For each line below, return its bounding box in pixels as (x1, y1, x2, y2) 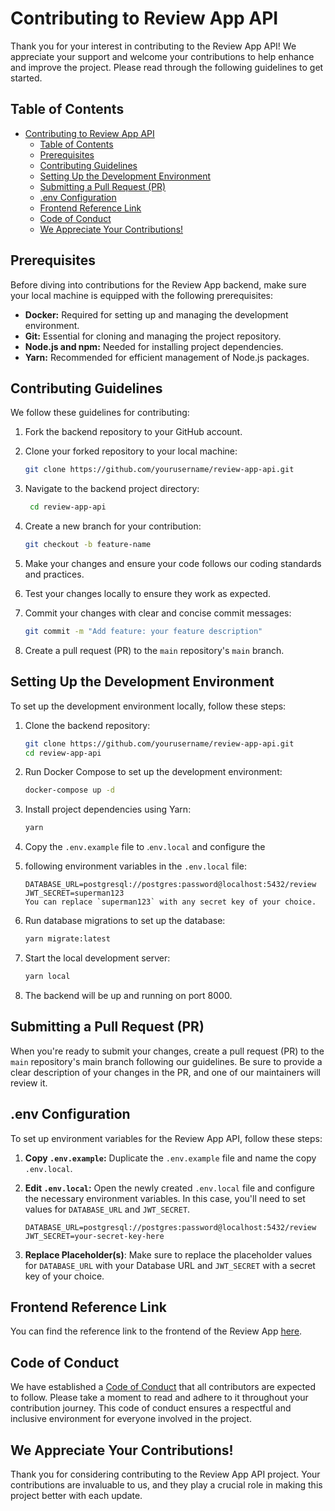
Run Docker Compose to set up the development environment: (24, 766, 283, 778)
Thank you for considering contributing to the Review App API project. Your (10, 1468, 321, 1480)
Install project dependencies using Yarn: (24, 803, 192, 816)
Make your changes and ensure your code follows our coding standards (24, 558, 322, 569)
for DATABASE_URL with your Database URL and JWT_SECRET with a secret (24, 1259, 316, 1271)
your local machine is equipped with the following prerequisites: (10, 289, 274, 301)
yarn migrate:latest (24, 934, 111, 944)
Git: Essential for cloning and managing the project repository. (24, 330, 282, 342)
